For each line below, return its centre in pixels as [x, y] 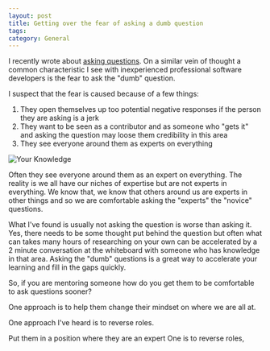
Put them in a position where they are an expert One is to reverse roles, [126, 338]
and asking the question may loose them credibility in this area [124, 135]
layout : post [30, 16]
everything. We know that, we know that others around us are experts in [128, 192]
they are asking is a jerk [59, 118]
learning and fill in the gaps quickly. [67, 267]
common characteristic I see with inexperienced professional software [125, 70]
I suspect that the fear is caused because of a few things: [104, 94]
